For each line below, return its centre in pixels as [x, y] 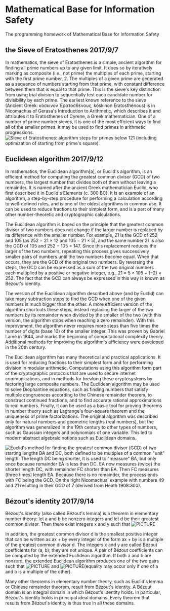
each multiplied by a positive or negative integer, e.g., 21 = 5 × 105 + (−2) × [83, 273]
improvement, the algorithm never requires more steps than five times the [82, 326]
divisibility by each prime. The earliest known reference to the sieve [76, 100]
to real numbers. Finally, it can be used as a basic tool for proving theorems [84, 405]
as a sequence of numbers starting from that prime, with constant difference [85, 84]
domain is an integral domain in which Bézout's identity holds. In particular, [83, 592]
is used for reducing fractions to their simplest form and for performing [79, 362]
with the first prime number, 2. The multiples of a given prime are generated [84, 78]
